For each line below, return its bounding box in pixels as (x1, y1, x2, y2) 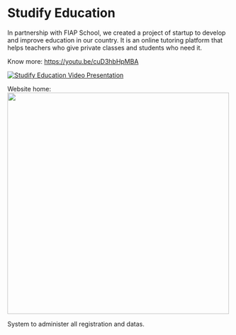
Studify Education (7, 5, 116, 21)
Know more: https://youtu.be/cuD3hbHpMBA (7, 57, 139, 65)
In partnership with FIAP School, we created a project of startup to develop (7, 28, 226, 37)
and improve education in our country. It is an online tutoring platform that (7, 35, 223, 44)
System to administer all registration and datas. (7, 319, 145, 328)
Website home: (7, 84, 52, 93)
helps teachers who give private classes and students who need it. (7, 43, 203, 52)
